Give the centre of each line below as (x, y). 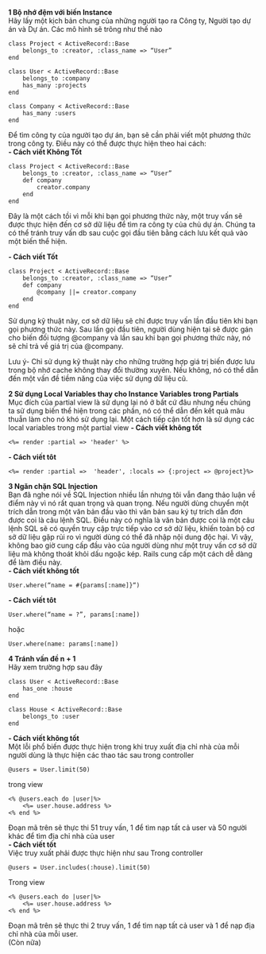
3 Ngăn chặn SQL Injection (53, 486)
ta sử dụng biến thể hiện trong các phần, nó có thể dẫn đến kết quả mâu (126, 411)
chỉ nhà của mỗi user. (43, 934)
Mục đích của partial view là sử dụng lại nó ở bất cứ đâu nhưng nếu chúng (130, 402)
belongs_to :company (56, 79)
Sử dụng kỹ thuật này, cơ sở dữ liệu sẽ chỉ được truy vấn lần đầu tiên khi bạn (133, 321)
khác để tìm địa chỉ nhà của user (62, 836)
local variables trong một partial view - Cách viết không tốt (105, 428)
